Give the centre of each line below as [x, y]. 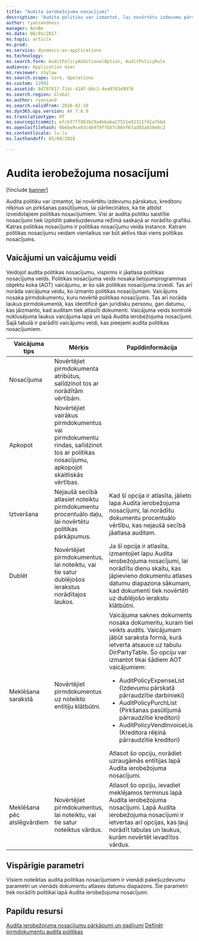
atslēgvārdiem [29, 822]
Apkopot [21, 445]
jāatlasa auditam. [133, 532]
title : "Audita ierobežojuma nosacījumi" [58, 12]
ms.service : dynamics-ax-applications [54, 50]
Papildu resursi [35, 911]
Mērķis [79, 347]
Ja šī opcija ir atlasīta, [139, 546]
